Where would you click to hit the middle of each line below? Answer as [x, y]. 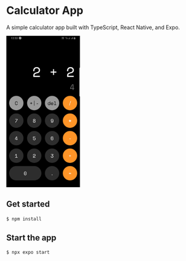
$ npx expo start [28, 253]
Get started [28, 204]
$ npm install [24, 219]
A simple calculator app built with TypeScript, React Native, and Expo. [93, 27]
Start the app [31, 238]
